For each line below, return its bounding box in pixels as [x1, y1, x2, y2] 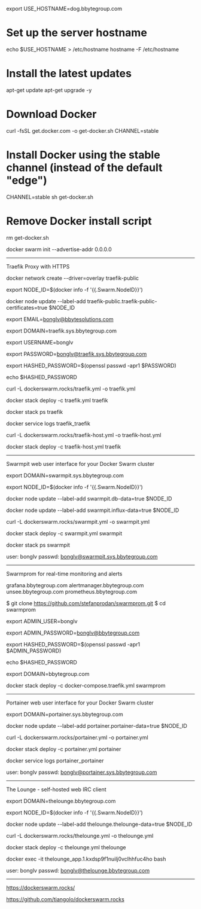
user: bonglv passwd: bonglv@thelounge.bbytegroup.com [6, 867, 150, 874]
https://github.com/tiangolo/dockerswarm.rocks [6, 895, 124, 902]
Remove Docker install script [6, 214, 153, 228]
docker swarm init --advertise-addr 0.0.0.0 [6, 245, 112, 253]
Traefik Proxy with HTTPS [6, 263, 70, 270]
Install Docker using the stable [6, 148, 160, 161]
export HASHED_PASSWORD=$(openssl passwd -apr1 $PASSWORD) [6, 362, 176, 369]
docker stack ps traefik [6, 408, 63, 415]
